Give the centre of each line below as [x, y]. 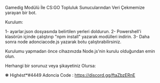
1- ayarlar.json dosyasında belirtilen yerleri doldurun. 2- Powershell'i [73, 31]
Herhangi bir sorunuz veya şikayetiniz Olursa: [51, 66]
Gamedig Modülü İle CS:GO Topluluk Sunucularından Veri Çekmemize [75, 8]
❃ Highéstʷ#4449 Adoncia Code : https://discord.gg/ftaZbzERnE [70, 75]
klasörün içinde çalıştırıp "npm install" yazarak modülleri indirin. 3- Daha [77, 37]
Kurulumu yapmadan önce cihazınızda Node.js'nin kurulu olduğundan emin [80, 51]
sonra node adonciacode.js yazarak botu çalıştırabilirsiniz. [63, 42]
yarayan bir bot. [21, 13]
